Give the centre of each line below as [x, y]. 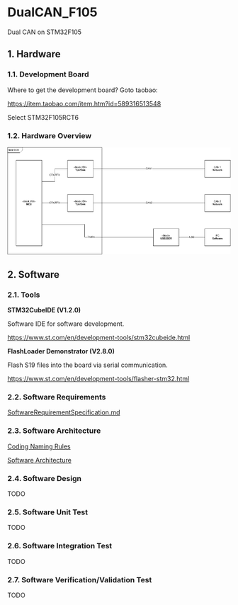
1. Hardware [34, 54]
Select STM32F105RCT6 [43, 117]
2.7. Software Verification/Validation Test [80, 579]
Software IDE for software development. [66, 324]
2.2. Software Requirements [57, 397]
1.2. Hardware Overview [50, 135]
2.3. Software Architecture [54, 431]
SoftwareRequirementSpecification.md [64, 412]
